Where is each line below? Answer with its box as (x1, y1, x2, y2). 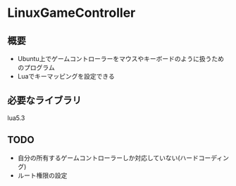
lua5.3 (7, 114, 25, 122)
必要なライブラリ (7, 95, 82, 107)
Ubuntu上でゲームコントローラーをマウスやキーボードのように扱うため (17, 55, 224, 62)
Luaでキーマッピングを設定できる (17, 72, 115, 80)
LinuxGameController (7, 5, 136, 21)
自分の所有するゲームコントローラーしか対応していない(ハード (17, 153, 199, 162)
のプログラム (17, 63, 55, 72)
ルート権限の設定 (17, 171, 68, 180)
